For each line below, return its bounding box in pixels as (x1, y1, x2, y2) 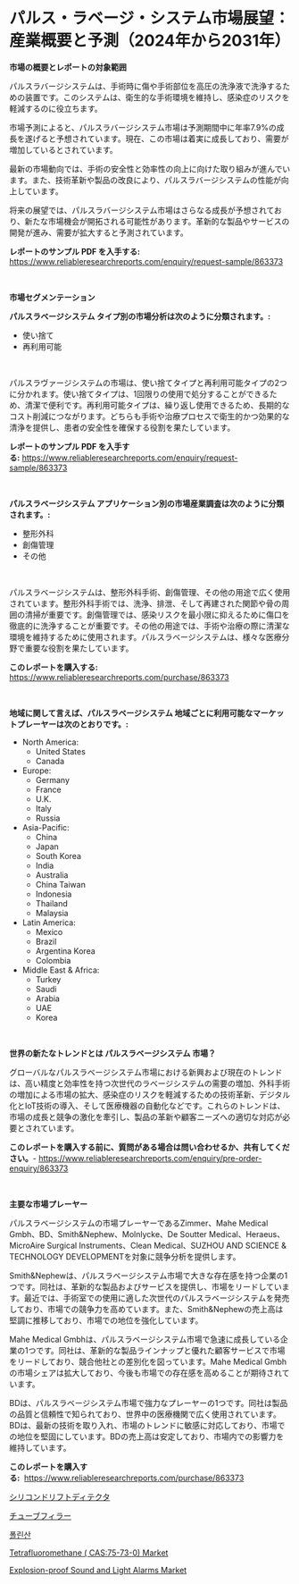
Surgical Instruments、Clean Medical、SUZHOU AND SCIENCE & (46, 1240, 287, 1251)
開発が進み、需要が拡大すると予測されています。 (9, 227, 189, 238)
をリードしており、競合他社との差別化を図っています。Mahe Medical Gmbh (9, 1356, 287, 1367)
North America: (21, 737, 79, 747)
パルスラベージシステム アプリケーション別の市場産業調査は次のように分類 (9, 498, 285, 509)
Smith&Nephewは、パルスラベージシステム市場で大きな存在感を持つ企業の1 (9, 1270, 288, 1281)
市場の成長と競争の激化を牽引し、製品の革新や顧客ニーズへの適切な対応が (9, 1111, 283, 1122)
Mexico (35, 926, 63, 937)
